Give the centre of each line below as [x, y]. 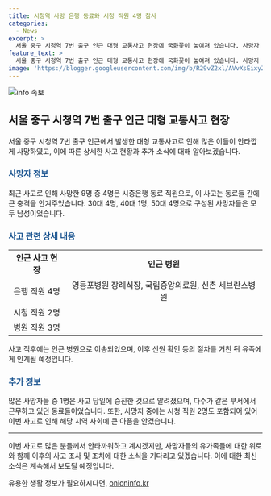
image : [19, 69]
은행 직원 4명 [37, 291]
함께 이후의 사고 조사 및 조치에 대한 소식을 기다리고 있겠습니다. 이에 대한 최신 [137, 456]
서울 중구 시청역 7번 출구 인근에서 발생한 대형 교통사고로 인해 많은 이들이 [122, 141]
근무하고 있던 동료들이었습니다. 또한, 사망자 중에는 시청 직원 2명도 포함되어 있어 [133, 411]
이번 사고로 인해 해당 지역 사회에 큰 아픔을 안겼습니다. [92, 421]
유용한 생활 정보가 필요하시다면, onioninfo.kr [79, 483]
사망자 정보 [29, 174]
